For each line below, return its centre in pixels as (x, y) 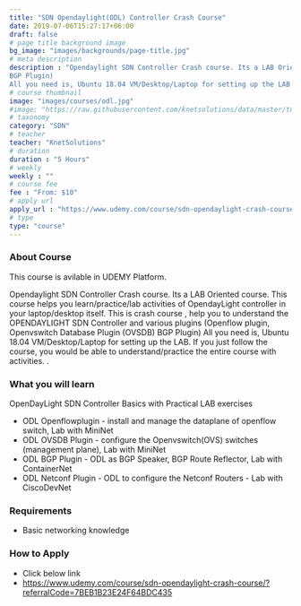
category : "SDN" (39, 126)
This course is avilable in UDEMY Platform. (88, 277)
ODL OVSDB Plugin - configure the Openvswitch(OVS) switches (140, 440)
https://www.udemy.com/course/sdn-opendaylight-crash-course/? (146, 583)
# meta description (46, 59)
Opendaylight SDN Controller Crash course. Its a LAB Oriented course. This (148, 294)
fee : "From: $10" (43, 193)
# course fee (34, 185)
